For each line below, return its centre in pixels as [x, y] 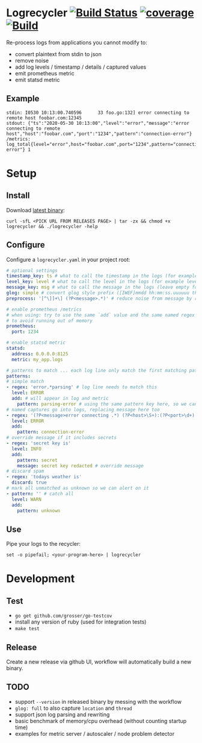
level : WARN [27, 499]
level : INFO [27, 449]
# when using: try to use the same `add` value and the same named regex [101, 315]
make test [27, 629]
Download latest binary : [35, 210]
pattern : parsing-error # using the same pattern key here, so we [102, 404]
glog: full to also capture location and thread [73, 708]
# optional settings [32, 270]
